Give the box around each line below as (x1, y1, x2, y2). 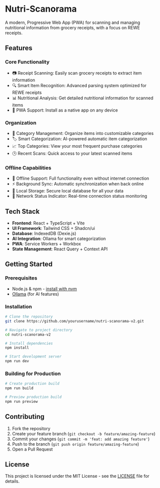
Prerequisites (5, 275, 37, 282)
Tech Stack (5, 207, 40, 215)
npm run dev (5, 359, 29, 364)
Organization (5, 119, 36, 126)
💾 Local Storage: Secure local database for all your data (12, 188, 124, 194)
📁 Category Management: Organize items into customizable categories (12, 130, 154, 136)
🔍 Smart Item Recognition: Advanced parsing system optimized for (12, 82, 147, 88)
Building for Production (5, 370, 61, 377)
